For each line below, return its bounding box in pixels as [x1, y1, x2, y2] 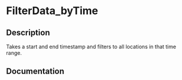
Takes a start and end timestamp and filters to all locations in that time [6, 43, 177, 50]
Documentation [6, 66, 65, 76]
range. [6, 49, 22, 56]
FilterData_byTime [6, 4, 98, 18]
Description [6, 28, 50, 38]
